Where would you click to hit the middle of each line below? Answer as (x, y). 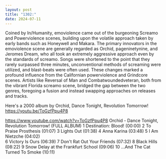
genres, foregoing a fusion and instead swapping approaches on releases (81, 91)
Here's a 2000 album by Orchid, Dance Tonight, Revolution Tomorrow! (77, 106)
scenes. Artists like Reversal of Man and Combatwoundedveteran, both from (83, 80)
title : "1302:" (21, 14)
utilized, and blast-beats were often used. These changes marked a (74, 70)
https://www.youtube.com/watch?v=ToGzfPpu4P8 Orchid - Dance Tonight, (82, 121)
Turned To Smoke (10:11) (30, 152)
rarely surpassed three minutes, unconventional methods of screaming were (83, 64)
